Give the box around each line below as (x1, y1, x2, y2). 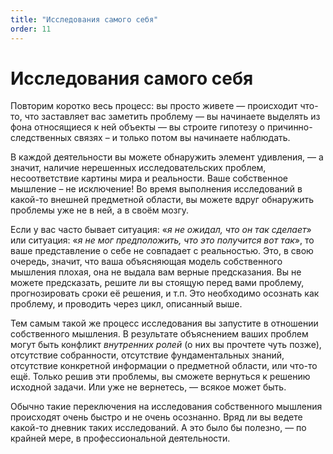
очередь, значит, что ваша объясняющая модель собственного (10, 256, 283, 268)
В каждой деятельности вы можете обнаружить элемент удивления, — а (10, 151, 324, 163)
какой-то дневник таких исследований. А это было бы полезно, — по (10, 422, 307, 434)
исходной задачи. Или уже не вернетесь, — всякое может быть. (10, 381, 287, 393)
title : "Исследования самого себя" (10, 14, 159, 25)
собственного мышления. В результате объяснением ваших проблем (10, 328, 309, 340)
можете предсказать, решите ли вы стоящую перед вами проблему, (10, 277, 305, 289)
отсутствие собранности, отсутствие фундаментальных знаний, (10, 349, 285, 361)
